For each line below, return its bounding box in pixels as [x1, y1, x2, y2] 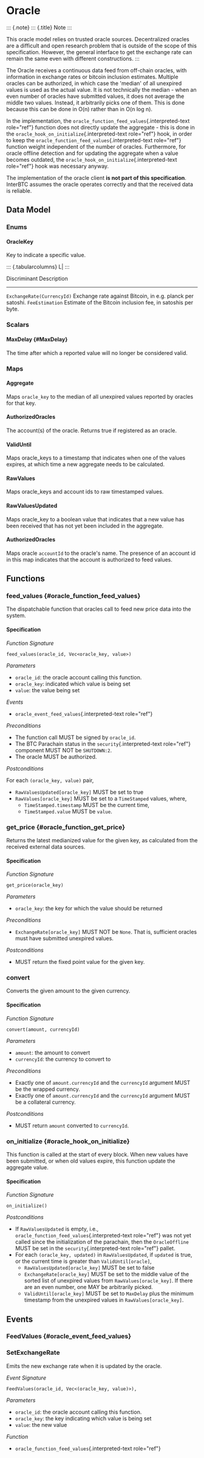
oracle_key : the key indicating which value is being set [15, 1414, 152, 1422]
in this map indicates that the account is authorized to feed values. [6, 555, 173, 563]
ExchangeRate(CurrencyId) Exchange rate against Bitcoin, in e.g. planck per [6, 292, 194, 300]
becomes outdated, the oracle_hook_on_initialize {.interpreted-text [6, 156, 177, 163]
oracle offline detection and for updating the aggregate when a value [6, 150, 178, 157]
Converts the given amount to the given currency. [6, 987, 131, 994]
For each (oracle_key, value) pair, [6, 776, 94, 784]
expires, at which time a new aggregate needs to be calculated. [6, 461, 165, 468]
